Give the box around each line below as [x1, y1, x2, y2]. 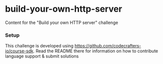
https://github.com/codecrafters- [74, 43, 142, 49]
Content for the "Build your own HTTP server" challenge [5, 20, 119, 25]
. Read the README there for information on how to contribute [33, 48, 159, 54]
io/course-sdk [5, 48, 34, 54]
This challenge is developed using [5, 43, 74, 49]
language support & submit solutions [5, 53, 79, 59]
